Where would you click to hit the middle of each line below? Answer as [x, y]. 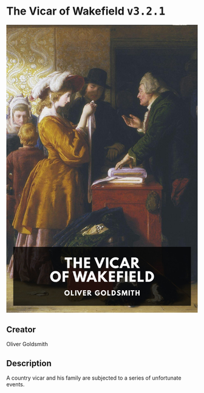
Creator [21, 330]
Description [29, 363]
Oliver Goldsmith [27, 344]
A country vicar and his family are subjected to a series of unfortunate [94, 378]
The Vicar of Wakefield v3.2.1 [86, 11]
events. [15, 384]
